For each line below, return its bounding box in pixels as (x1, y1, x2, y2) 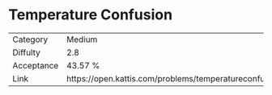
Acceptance (12, 60, 59, 71)
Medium (66, 34, 98, 45)
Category (12, 34, 49, 45)
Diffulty (12, 47, 40, 58)
